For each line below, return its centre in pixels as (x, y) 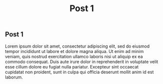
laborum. (14, 77)
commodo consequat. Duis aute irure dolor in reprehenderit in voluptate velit (81, 62)
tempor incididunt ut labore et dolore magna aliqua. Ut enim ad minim (74, 51)
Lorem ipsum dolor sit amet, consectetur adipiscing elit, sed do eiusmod (77, 46)
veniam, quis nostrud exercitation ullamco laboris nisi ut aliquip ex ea (74, 56)
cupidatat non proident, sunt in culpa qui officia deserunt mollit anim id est (80, 72)
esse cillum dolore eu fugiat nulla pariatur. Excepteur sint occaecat (72, 67)
